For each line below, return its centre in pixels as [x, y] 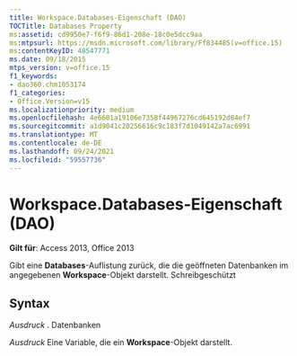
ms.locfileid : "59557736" [57, 160]
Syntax [30, 303]
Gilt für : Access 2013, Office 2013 [72, 248]
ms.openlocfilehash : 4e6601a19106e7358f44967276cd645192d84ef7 [130, 118]
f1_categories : [38, 93]
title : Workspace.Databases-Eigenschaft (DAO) [98, 18]
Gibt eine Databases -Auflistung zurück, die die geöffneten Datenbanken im [149, 265]
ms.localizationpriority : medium [72, 110]
